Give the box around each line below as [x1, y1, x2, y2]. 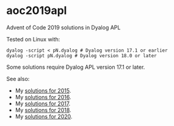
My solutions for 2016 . [15, 93, 71, 100]
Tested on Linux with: [6, 35, 60, 43]
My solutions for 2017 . [15, 100, 71, 107]
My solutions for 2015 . [15, 86, 71, 94]
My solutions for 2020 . [15, 113, 73, 120]
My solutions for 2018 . [15, 106, 71, 113]
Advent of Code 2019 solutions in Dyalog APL [6, 24, 121, 31]
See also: [6, 75, 30, 82]
